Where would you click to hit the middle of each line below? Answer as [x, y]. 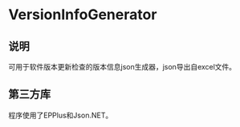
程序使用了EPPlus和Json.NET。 [61, 115]
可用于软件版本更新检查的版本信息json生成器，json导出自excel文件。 [122, 67]
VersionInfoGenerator [83, 15]
